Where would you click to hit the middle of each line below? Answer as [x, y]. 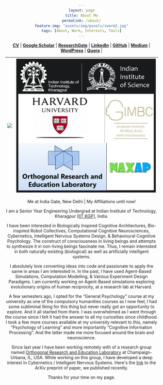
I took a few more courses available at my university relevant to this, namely [81, 322]
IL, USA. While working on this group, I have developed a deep [90, 357]
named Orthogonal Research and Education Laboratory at [68, 352]
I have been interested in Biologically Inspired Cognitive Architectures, [77, 225]
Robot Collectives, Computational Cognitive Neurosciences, [90, 231]
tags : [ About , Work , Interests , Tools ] [81, 31]
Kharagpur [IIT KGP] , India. [81, 216]
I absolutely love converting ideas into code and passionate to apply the [81, 266]
